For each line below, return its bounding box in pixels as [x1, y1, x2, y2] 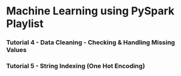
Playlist [6, 17, 44, 31]
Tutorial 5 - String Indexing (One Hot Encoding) [6, 62, 145, 70]
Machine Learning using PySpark [6, 4, 175, 18]
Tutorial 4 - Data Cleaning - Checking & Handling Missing [6, 38, 175, 47]
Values [6, 46, 27, 54]
